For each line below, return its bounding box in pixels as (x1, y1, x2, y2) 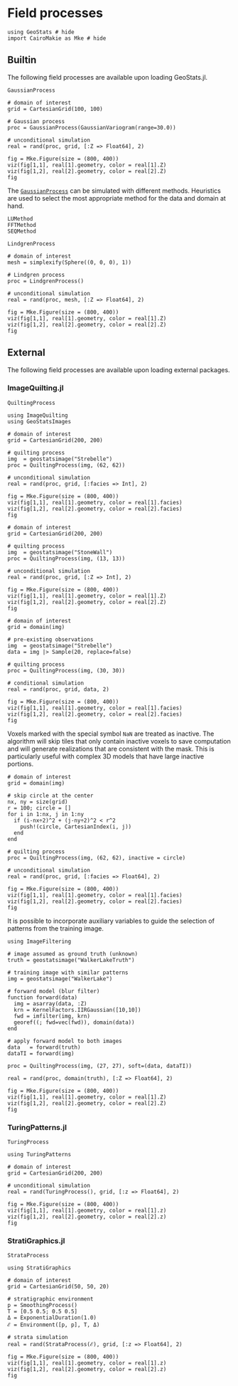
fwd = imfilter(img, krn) (13, 1012, 91, 1020)
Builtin (7, 54, 37, 66)
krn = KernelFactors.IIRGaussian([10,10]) (13, 1006, 141, 1013)
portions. (7, 759, 34, 768)
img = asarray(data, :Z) (13, 1000, 87, 1007)
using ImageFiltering (7, 938, 72, 945)
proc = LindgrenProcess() (7, 277, 84, 285)
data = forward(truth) (7, 1044, 81, 1051)
